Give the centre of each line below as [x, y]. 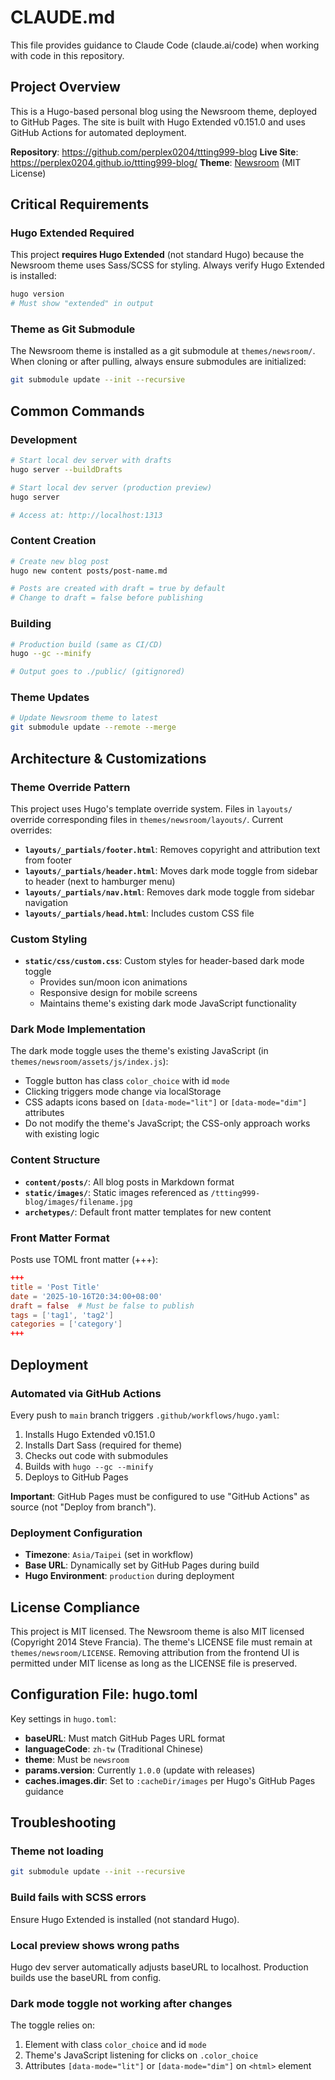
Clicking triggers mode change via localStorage [123, 1092]
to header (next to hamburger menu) [100, 881]
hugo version [37, 294]
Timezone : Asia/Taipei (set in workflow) [109, 1555]
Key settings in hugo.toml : [63, 1718]
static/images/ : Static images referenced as [116, 1192]
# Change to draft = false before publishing [106, 598]
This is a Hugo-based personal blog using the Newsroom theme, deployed [164, 111]
